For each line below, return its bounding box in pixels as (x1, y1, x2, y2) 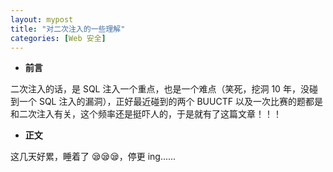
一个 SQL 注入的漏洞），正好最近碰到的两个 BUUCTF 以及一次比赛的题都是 (18, 96, 323, 108)
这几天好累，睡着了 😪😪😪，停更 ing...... (10, 151, 177, 163)
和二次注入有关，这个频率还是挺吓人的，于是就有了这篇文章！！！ (10, 108, 282, 120)
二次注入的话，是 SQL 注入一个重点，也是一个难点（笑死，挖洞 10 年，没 (10, 83, 310, 95)
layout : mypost (10, 14, 74, 25)
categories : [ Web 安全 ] (10, 33, 107, 43)
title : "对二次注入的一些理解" (10, 24, 126, 34)
